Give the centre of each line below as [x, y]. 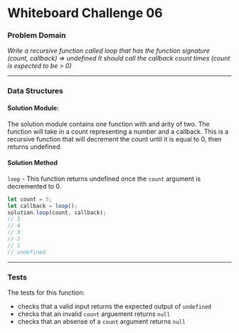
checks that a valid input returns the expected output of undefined [115, 306]
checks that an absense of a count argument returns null [102, 321]
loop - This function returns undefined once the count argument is [104, 179]
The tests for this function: [46, 292]
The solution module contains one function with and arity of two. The [108, 124]
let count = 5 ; [30, 199]
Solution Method [33, 163]
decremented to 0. [34, 186]
